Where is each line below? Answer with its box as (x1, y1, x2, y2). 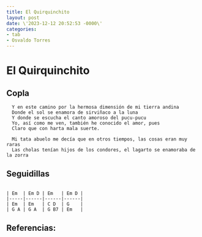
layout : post (6, 15, 40, 21)
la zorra (6, 152, 29, 158)
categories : (6, 26, 37, 32)
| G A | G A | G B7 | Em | (6, 206, 84, 213)
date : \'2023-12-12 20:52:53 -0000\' (6, 20, 103, 26)
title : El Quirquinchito (6, 9, 70, 15)
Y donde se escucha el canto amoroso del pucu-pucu (12, 115, 147, 121)
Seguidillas (6, 169, 50, 179)
